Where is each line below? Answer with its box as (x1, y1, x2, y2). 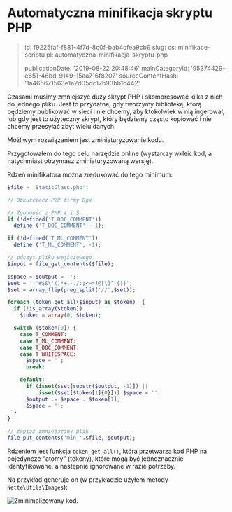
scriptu (24, 50, 45, 59)
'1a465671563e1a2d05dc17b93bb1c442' (24, 78, 140, 87)
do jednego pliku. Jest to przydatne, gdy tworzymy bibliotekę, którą (7, 99, 202, 108)
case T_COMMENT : (20, 331, 68, 338)
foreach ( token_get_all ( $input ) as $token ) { (7, 299, 145, 306)
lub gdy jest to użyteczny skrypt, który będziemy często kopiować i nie (7, 114, 212, 123)
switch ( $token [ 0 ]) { (13, 324, 77, 332)
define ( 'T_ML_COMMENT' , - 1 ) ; (13, 242, 101, 249)
